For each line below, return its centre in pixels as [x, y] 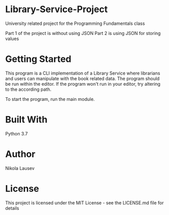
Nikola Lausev [20, 168]
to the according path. [28, 89]
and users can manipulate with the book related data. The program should [82, 78]
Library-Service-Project [56, 9]
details [12, 208]
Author [20, 154]
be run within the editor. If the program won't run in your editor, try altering [83, 84]
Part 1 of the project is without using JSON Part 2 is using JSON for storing [83, 33]
